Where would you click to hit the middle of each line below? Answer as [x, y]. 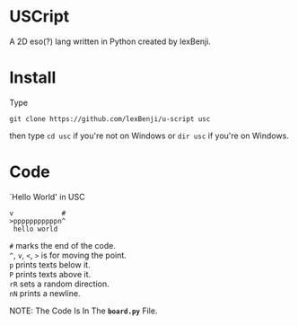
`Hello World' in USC [47, 197]
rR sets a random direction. [59, 284]
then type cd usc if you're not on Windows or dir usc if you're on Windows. [149, 136]
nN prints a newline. [45, 293]
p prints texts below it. [50, 264]
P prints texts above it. [50, 274]
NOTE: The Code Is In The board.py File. [83, 311]
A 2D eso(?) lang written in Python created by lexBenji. [110, 41]
